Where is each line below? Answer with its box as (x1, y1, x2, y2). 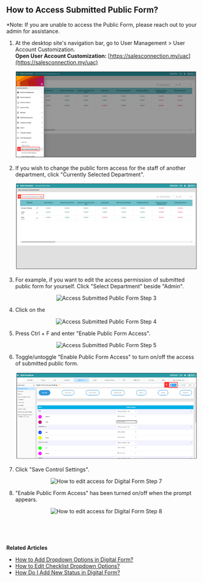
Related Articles (6, 544, 48, 552)
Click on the (15, 307, 45, 314)
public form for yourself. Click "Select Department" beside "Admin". (15, 283, 184, 290)
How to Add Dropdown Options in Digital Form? (15, 556, 133, 563)
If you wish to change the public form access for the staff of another (15, 164, 186, 172)
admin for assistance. (6, 27, 61, 35)
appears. (15, 496, 38, 504)
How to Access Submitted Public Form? (6, 5, 159, 15)
